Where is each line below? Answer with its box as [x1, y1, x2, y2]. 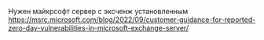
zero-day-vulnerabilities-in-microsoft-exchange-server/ [8, 24, 189, 32]
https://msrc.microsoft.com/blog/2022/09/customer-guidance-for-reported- [8, 15, 256, 24]
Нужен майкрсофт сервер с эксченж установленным [8, 7, 189, 16]
